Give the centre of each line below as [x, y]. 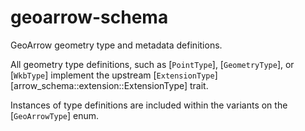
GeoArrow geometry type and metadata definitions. [116, 45]
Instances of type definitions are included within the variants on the [149, 105]
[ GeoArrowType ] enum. [55, 115]
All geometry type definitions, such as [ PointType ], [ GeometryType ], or [152, 64]
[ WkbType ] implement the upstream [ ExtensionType [112, 75]
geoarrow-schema [89, 17]
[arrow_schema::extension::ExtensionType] [99, 85]
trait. [199, 85]
